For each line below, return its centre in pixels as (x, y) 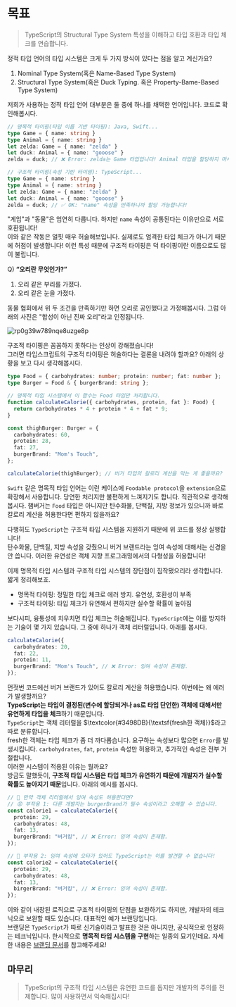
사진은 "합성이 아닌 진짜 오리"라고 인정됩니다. (82, 317)
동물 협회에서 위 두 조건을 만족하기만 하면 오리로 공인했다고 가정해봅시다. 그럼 (113, 308)
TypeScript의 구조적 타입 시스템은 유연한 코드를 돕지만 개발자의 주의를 (121, 987)
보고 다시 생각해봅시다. (51, 363)
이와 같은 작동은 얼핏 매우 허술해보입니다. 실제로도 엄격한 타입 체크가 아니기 (110, 237)
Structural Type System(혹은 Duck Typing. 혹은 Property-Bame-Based (118, 82)
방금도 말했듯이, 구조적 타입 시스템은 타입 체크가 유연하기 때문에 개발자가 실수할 (115, 775)
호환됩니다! (22, 228)
